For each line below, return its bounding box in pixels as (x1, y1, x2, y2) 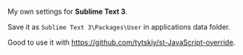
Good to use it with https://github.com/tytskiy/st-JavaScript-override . (7, 37, 236, 47)
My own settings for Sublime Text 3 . (7, 7, 128, 16)
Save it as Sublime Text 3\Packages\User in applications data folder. (7, 22, 231, 31)
